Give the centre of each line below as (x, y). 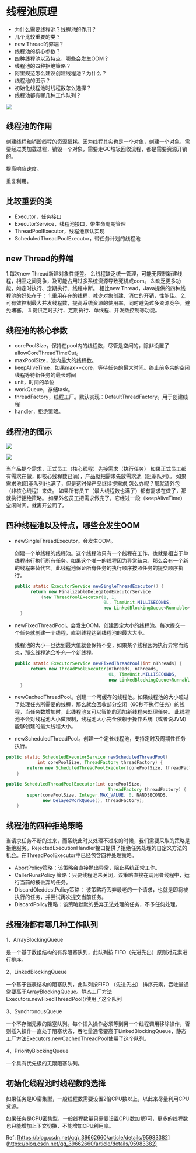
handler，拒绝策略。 (39, 412)
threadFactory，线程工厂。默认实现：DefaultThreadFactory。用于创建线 (101, 397)
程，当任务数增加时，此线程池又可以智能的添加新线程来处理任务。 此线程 (102, 712)
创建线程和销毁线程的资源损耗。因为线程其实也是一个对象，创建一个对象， (95, 142)
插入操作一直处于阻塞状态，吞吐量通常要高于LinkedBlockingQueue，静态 (99, 1031)
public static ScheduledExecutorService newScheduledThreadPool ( (87, 757)
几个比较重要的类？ (38, 36)
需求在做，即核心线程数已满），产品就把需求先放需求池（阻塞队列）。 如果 (99, 476)
